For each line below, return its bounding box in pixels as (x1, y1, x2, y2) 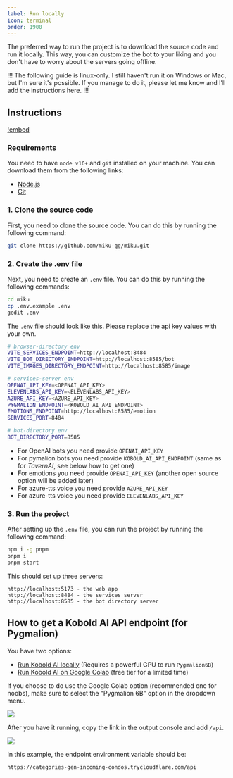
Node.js (17, 180, 41, 189)
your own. (7, 329, 37, 338)
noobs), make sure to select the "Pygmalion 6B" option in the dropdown (7, 689, 216, 697)
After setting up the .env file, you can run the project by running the (7, 525, 203, 534)
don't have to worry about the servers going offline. (7, 58, 157, 66)
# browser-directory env (7, 343, 80, 350)
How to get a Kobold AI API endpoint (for (7, 617, 188, 629)
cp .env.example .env (7, 302, 71, 310)
